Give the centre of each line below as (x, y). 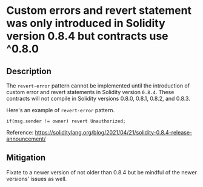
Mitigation (26, 158)
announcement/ (26, 139)
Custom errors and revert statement (99, 11)
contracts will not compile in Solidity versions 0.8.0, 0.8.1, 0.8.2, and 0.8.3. (98, 98)
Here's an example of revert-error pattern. (61, 110)
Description (29, 71)
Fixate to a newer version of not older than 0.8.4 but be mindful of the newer (101, 172)
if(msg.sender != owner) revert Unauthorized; (66, 121)
